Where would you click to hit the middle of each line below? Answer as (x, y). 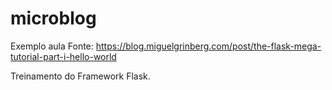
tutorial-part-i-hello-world (63, 56)
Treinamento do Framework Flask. (80, 76)
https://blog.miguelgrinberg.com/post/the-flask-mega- (208, 46)
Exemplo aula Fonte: (52, 46)
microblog (53, 18)
